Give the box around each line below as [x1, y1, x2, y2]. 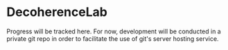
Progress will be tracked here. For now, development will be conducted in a [6, 27, 221, 35]
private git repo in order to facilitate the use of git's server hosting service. [6, 34, 219, 42]
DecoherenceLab [6, 4, 108, 20]
